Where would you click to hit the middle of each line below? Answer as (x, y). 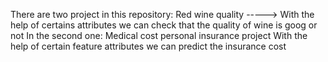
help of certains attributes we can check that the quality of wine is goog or (164, 25)
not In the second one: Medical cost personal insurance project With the (159, 35)
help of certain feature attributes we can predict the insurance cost (148, 46)
